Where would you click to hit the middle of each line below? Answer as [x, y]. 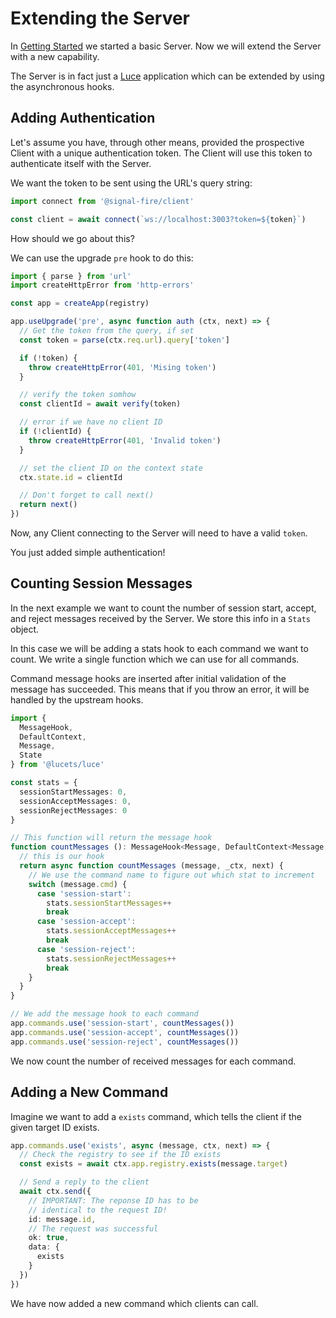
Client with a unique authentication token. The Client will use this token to [161, 153]
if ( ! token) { [48, 358]
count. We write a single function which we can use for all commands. [155, 659]
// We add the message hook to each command [104, 1014]
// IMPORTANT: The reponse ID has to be [113, 1200]
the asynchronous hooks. [62, 86]
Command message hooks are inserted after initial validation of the [148, 678]
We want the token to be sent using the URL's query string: [131, 183]
